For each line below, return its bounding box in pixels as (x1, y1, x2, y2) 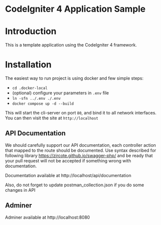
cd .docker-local (12, 86, 48, 91)
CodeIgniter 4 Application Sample (5, 3, 146, 15)
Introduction (5, 26, 57, 37)
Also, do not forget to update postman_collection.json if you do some (5, 182, 144, 188)
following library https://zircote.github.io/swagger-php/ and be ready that (5, 153, 153, 158)
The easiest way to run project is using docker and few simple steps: (5, 75, 144, 81)
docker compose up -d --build (12, 101, 74, 106)
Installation (5, 59, 52, 70)
